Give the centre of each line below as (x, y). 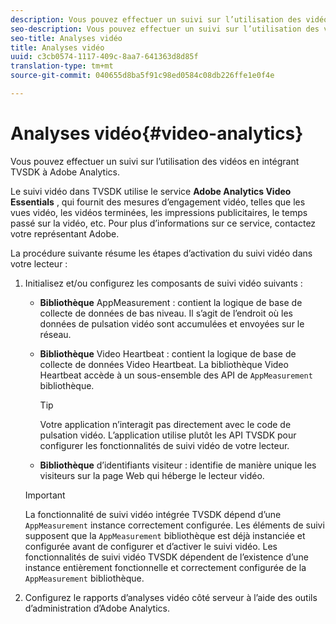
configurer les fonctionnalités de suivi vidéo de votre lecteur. (164, 445)
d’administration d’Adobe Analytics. (97, 608)
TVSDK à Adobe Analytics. (65, 172)
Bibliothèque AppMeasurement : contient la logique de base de (171, 302)
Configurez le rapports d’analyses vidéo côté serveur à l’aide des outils (171, 597)
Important (45, 495)
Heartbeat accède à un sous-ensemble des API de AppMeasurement (176, 375)
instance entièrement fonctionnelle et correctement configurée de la (165, 567)
